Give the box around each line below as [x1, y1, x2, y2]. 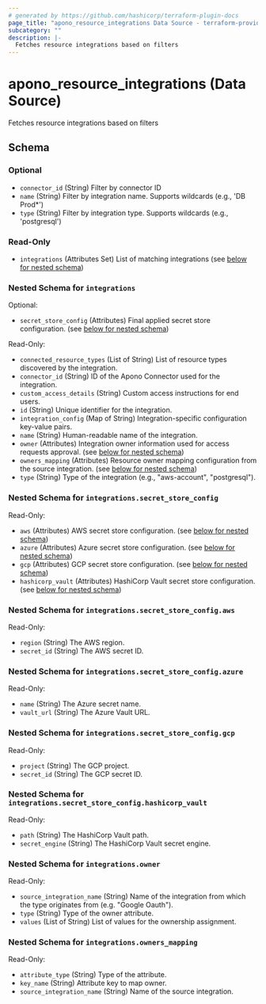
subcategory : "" [8, 26, 62, 34]
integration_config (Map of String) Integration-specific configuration [19, 413, 247, 424]
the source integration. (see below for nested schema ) [19, 464, 198, 473]
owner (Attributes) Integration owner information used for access [19, 439, 230, 448]
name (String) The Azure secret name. [19, 699, 141, 709]
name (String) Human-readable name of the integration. [19, 431, 198, 440]
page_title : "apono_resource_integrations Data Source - [8, 19, 200, 27]
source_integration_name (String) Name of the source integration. [19, 987, 234, 996]
